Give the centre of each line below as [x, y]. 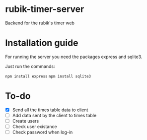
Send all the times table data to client [50, 110]
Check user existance [35, 127]
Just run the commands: [30, 66]
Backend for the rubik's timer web [40, 23]
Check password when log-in [42, 132]
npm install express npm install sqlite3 [48, 76]
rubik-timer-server [45, 9]
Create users [26, 121]
